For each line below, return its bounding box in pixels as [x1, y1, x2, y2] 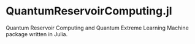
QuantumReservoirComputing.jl [6, 4, 172, 18]
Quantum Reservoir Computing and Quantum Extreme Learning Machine [6, 24, 189, 31]
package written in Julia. [6, 30, 68, 37]
